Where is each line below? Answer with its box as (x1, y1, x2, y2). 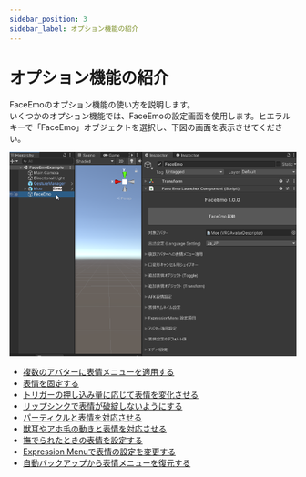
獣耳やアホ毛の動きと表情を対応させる (22, 423, 167, 434)
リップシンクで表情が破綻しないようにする (22, 401, 183, 411)
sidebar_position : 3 (9, 15, 88, 24)
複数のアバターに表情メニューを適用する (22, 367, 175, 378)
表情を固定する (22, 378, 79, 389)
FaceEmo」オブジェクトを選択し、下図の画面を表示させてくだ (40, 122, 275, 133)
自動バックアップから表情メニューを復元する (22, 458, 191, 469)
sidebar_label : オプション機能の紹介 (9, 24, 139, 34)
